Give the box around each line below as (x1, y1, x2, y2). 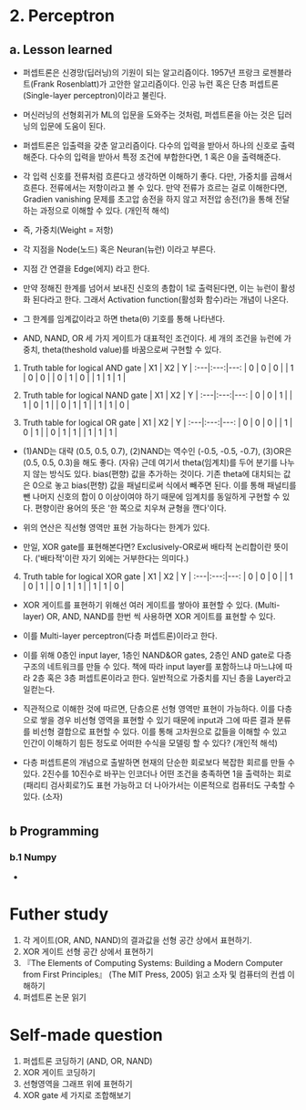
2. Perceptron (9, 5, 116, 26)
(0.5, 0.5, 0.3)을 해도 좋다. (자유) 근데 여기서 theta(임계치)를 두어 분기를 (22, 457, 279, 468)
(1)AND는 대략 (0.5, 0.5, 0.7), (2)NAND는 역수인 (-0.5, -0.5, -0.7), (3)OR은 (22, 446, 292, 456)
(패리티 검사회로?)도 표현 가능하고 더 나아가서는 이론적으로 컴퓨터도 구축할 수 (22, 780, 296, 790)
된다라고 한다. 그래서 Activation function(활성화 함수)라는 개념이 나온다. (32, 294, 290, 305)
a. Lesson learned (9, 42, 113, 57)
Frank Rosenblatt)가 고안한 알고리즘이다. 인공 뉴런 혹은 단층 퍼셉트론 (33, 78, 280, 89)
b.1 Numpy (9, 851, 57, 864)
